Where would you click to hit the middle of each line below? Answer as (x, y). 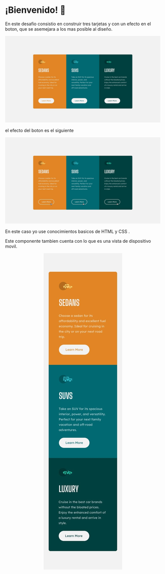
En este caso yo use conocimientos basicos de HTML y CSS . (67, 231)
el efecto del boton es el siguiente (39, 130)
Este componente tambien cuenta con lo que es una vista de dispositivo (78, 241)
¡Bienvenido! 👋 (35, 10)
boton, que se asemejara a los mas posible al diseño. (59, 29)
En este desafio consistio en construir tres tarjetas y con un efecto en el (78, 24)
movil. (11, 246)
